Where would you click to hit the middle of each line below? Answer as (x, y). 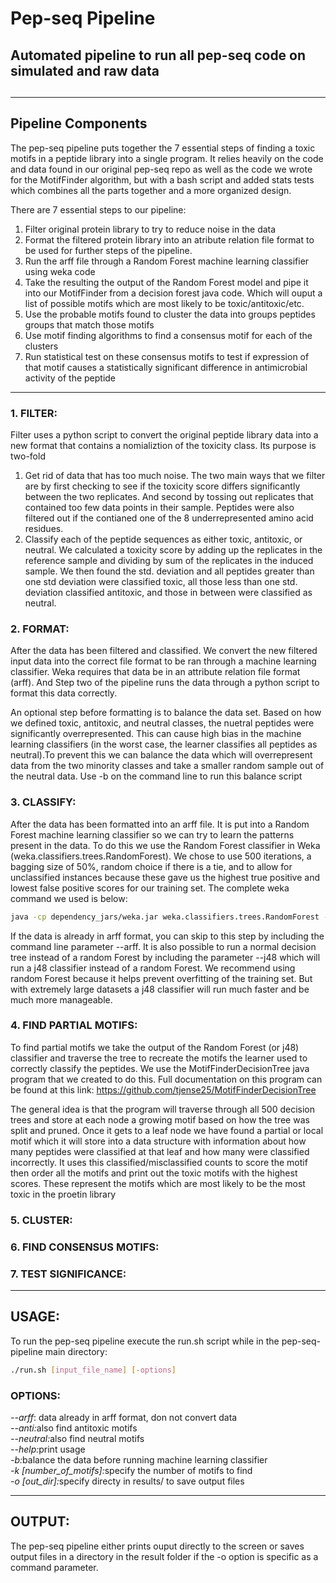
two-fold (28, 456)
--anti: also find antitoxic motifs (74, 1428)
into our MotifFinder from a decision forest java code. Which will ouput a (173, 293)
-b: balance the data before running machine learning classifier (139, 1459)
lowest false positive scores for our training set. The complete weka (150, 888)
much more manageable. (61, 999)
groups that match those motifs (89, 324)
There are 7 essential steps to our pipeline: (98, 209)
